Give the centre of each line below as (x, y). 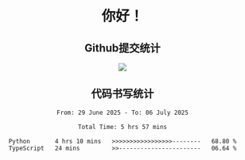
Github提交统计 (122, 48)
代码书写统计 (122, 94)
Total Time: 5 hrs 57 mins (122, 127)
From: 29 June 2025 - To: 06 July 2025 (122, 112)
